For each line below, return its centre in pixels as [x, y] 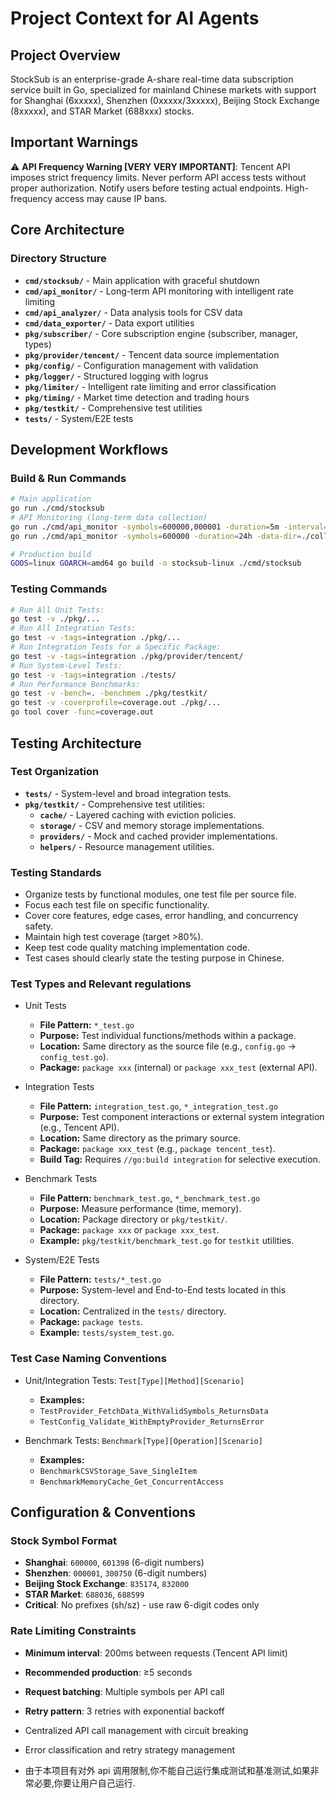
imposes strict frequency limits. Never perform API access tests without [158, 177]
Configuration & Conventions [103, 1512]
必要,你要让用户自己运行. [84, 1783]
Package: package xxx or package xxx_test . [129, 1230]
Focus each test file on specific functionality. [117, 905]
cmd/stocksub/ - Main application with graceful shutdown [142, 280]
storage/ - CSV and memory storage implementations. [152, 825]
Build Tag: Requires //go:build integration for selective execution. [180, 1159]
